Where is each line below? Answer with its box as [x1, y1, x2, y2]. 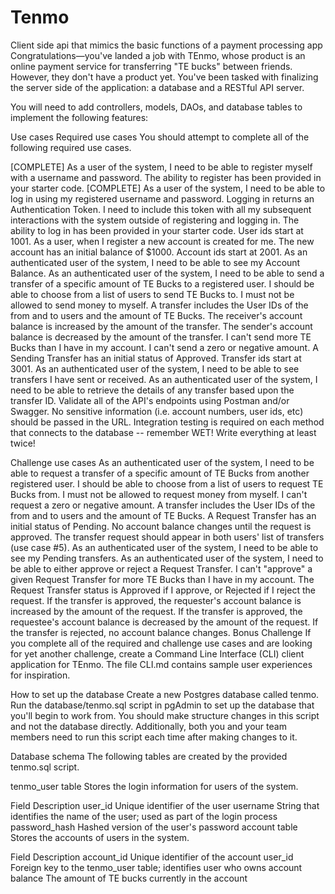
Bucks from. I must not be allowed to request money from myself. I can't [10, 488, 308, 500]
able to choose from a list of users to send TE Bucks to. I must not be [10, 288, 295, 300]
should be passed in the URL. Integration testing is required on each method [10, 416, 325, 428]
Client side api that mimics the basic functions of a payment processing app [10, 39, 323, 51]
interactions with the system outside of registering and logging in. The [10, 214, 300, 226]
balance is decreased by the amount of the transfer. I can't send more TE [10, 331, 312, 343]
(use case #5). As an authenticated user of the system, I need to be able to [10, 541, 319, 553]
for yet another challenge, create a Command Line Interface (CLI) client [10, 647, 305, 660]
